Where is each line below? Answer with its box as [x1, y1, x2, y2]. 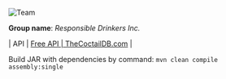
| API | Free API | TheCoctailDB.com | [8, 39, 133, 48]
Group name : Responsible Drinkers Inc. [8, 23, 141, 32]
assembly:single [8, 63, 63, 71]
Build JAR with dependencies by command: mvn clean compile [8, 55, 218, 64]
